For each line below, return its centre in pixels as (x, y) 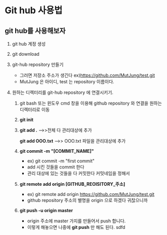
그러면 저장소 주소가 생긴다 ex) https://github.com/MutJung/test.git (87, 75)
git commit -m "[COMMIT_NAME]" (57, 151)
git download (26, 54)
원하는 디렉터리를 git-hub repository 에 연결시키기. (62, 92)
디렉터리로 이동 (35, 109)
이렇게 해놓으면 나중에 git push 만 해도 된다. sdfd (76, 227)
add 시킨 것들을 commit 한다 (56, 167)
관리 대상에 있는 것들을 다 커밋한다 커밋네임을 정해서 (78, 173)
